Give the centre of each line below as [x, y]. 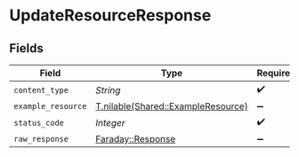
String [108, 90]
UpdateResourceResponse [110, 16]
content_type [41, 90]
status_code [39, 122]
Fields [27, 48]
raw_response [41, 139]
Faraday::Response [135, 139]
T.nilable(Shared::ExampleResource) [171, 106]
